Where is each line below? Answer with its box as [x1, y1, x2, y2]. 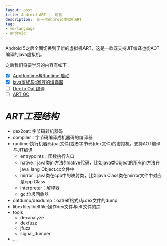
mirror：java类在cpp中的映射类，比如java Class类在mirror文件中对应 [20, 172, 162, 179]
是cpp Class [20, 179, 45, 185]
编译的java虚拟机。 [5, 51, 45, 57]
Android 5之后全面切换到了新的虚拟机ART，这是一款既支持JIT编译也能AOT [5, 45, 160, 51]
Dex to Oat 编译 [12, 86, 45, 92]
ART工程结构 [5, 111, 59, 122]
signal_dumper [20, 231, 51, 237]
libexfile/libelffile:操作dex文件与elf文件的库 [12, 204, 101, 210]
